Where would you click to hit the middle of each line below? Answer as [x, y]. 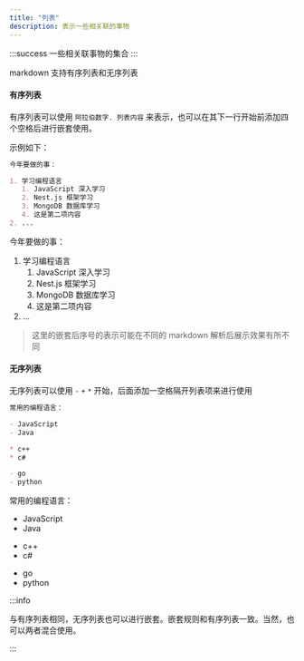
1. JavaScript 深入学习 [63, 190]
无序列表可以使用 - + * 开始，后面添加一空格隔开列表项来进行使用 [131, 391]
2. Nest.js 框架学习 [57, 198]
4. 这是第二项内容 [51, 215]
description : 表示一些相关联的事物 [69, 26]
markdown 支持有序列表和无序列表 [74, 73]
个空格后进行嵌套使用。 [53, 128]
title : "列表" [35, 18]
